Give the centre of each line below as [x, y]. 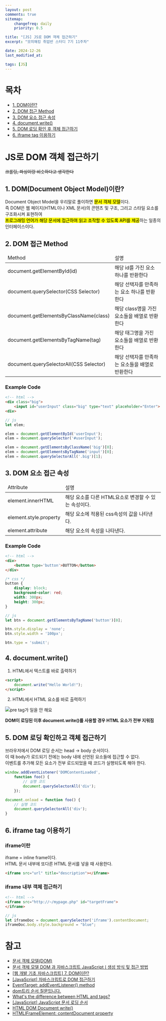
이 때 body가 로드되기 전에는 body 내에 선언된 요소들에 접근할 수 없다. [73, 757]
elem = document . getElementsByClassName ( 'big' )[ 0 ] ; [59, 447]
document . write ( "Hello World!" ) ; [48, 685]
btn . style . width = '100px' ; [34, 634]
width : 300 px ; [28, 598]
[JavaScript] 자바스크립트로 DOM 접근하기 [54, 980]
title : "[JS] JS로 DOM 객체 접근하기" [41, 37]
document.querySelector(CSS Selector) [54, 292]
